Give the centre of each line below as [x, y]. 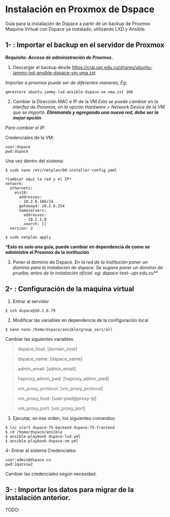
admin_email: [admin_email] [47, 368]
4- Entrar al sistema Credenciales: [41, 450]
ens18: [21, 193]
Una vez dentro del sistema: [35, 161]
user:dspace [18, 147]
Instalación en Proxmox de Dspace [80, 9]
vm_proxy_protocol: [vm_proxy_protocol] [60, 388]
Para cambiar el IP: [25, 127]
